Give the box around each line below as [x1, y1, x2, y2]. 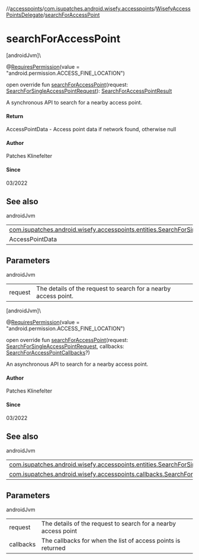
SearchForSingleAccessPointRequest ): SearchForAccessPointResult [6, 87, 172, 94]
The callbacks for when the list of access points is [41, 537, 181, 545]
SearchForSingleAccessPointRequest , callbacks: [6, 343, 124, 350]
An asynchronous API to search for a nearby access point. [6, 360, 149, 368]
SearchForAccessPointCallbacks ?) [6, 349, 91, 356]
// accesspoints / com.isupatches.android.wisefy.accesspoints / [6, 5, 156, 12]
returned [41, 544, 66, 552]
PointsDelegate [6, 11, 43, 18]
